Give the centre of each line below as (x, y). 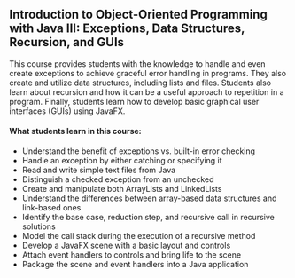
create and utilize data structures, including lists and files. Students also (140, 83)
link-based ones (51, 208)
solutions (39, 226)
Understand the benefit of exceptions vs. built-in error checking (138, 151)
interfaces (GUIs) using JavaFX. (67, 111)
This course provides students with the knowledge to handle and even (137, 64)
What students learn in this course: (75, 131)
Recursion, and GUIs (67, 42)
